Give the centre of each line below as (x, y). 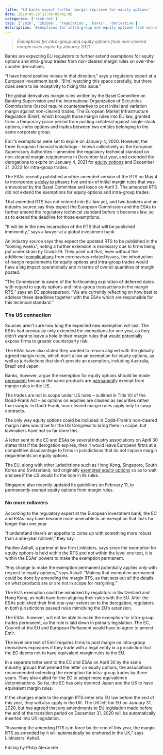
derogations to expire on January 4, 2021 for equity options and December (80, 162)
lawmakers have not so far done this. (42, 431)
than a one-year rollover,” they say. (40, 538)
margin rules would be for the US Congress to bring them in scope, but (76, 425)
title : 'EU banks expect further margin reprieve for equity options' (78, 9)
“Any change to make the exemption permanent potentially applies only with (81, 567)
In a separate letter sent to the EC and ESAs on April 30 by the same (73, 662)
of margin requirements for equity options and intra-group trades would (77, 262)
